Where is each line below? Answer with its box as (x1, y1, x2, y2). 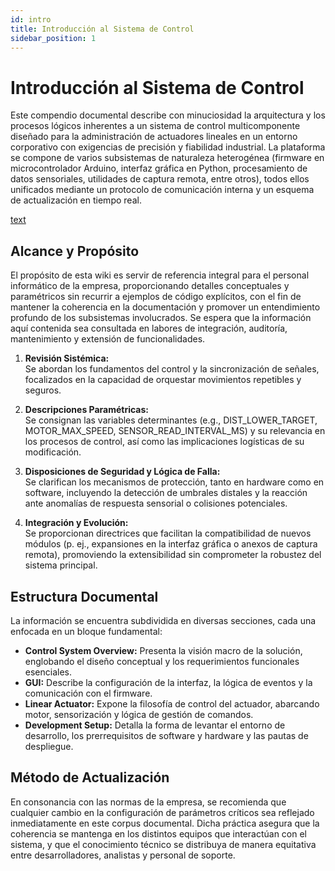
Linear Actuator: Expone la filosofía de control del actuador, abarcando (24, 697, 320, 710)
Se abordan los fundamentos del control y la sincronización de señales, (24, 363, 320, 375)
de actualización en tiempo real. (10, 194, 142, 206)
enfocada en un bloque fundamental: (10, 625, 163, 637)
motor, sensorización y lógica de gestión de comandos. (24, 708, 254, 720)
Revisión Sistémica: (24, 352, 110, 365)
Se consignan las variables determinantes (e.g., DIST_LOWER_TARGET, (24, 414, 318, 426)
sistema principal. (24, 559, 98, 571)
